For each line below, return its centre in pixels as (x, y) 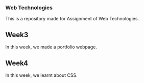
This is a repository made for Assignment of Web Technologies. (72, 19)
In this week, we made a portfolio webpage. (51, 47)
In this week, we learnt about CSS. (41, 75)
